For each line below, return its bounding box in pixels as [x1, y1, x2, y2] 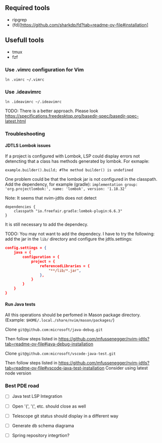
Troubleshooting [5, 131, 45, 137]
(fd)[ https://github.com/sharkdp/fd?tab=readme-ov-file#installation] [12, 22, 149, 28]
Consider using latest [105, 365, 148, 371]
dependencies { [5, 204, 36, 209]
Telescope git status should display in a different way [12, 413, 119, 419]
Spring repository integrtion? [12, 432, 70, 438]
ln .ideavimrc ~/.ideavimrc [5, 100, 62, 104]
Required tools [5, 4, 50, 12]
